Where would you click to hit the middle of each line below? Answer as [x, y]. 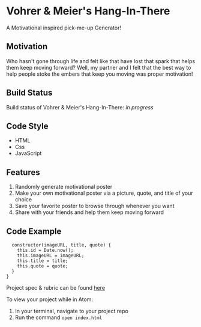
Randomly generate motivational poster [64, 187]
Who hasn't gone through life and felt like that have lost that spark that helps [101, 61]
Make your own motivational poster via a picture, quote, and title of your [104, 193]
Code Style [27, 126]
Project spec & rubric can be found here [56, 288]
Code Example [34, 231]
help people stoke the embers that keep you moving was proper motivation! [100, 74]
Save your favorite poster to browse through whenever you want [94, 206]
